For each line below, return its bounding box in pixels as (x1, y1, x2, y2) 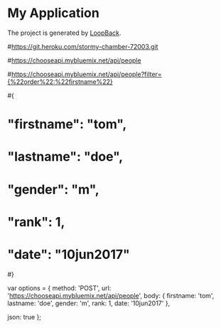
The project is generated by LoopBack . (7, 28, 122, 37)
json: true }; (7, 312, 41, 321)
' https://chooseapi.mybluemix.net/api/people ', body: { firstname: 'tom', (7, 291, 215, 300)
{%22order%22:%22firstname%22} (7, 77, 114, 86)
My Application (7, 5, 99, 21)
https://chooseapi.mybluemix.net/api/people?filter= (11, 70, 162, 78)
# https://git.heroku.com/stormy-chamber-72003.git (7, 42, 158, 51)
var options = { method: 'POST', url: (7, 283, 112, 292)
